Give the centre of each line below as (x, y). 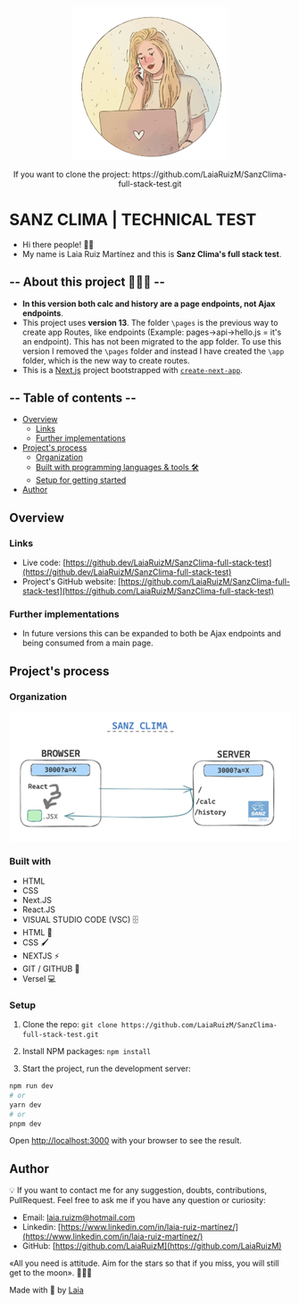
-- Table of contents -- (73, 399)
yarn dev (25, 1105)
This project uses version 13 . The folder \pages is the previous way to (150, 322)
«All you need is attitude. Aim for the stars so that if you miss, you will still (144, 1263)
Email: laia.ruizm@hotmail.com (79, 1217)
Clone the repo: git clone (70, 1025)
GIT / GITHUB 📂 (51, 968)
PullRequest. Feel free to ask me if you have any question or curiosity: (137, 1200)
